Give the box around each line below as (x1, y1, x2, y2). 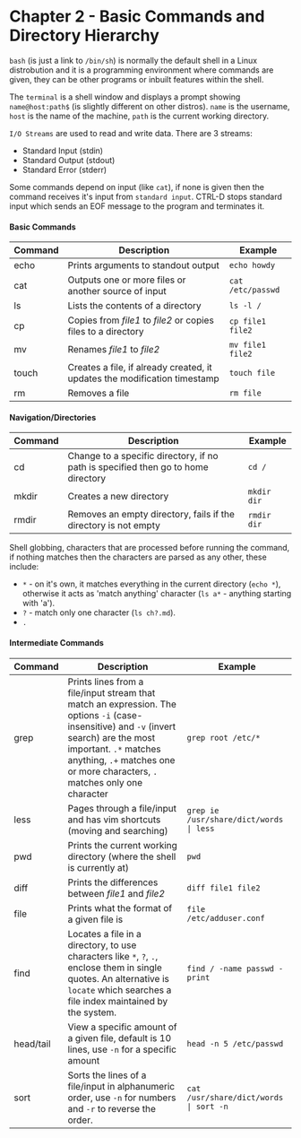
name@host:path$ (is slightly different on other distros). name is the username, (9, 100, 290, 111)
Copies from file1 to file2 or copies (67, 314, 215, 326)
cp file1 (228, 317, 267, 326)
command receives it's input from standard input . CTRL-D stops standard (9, 191, 282, 202)
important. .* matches (67, 743, 161, 755)
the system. (67, 1006, 117, 1019)
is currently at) (67, 861, 130, 873)
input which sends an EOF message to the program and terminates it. (9, 200, 265, 212)
